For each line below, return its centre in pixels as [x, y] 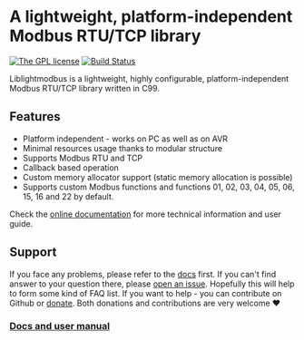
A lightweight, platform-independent [151, 17]
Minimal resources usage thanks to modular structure [123, 148]
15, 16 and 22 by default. [68, 196]
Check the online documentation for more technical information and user [145, 214]
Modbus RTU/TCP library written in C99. [85, 88]
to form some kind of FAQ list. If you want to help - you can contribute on [146, 293]
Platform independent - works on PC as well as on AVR [125, 139]
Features [35, 117]
